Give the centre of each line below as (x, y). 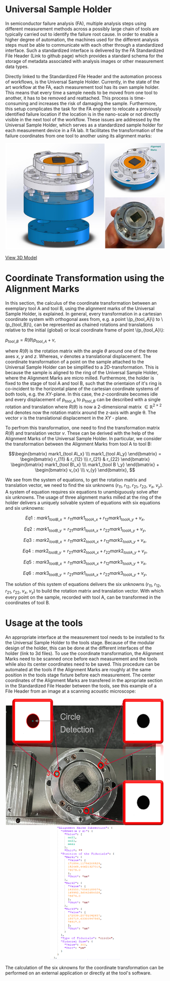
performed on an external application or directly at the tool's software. (78, 973)
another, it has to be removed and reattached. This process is (69, 98)
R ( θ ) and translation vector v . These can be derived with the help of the (80, 433)
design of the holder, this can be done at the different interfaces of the (79, 648)
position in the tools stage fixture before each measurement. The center (80, 675)
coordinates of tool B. (28, 603)
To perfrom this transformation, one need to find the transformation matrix (83, 428)
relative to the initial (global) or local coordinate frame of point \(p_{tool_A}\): (85, 330)
